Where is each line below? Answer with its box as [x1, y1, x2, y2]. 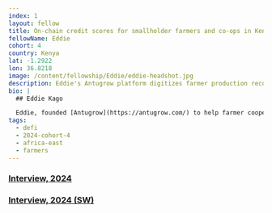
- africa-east [15, 139, 63, 147]
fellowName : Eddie [8, 34, 70, 43]
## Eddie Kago [15, 94, 63, 102]
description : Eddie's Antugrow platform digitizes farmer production [8, 79, 249, 87]
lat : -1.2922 [8, 57, 53, 65]
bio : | [8, 86, 31, 95]
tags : [8, 116, 27, 125]
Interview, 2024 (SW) [8, 194, 95, 206]
